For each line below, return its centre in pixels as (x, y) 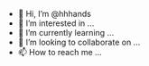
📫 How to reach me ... (60, 52)
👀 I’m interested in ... (56, 23)
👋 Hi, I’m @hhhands (55, 14)
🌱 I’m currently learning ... (66, 33)
